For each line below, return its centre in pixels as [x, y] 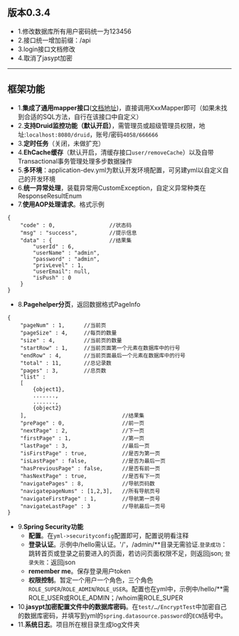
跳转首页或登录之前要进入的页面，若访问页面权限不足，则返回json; [126, 553]
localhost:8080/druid [58, 135]
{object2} [47, 408]
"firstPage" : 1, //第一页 [82, 438]
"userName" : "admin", [67, 253]
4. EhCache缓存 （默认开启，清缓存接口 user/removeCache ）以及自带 [116, 152]
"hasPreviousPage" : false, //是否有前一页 [90, 468]
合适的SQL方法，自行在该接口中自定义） [83, 117]
